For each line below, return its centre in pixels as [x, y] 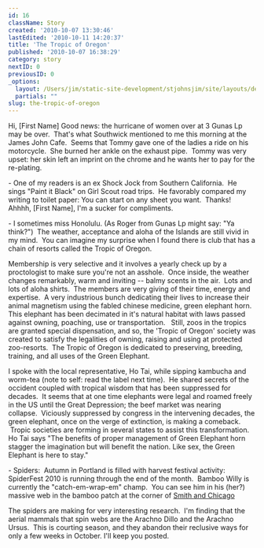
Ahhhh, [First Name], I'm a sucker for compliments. [91, 208]
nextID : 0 [24, 67]
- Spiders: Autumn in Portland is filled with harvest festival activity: [117, 471]
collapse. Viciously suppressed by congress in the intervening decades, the [132, 413]
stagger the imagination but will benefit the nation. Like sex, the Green [122, 447]
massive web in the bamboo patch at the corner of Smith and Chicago [122, 496]
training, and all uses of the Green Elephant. [79, 356]
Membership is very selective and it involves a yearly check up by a [117, 264]
